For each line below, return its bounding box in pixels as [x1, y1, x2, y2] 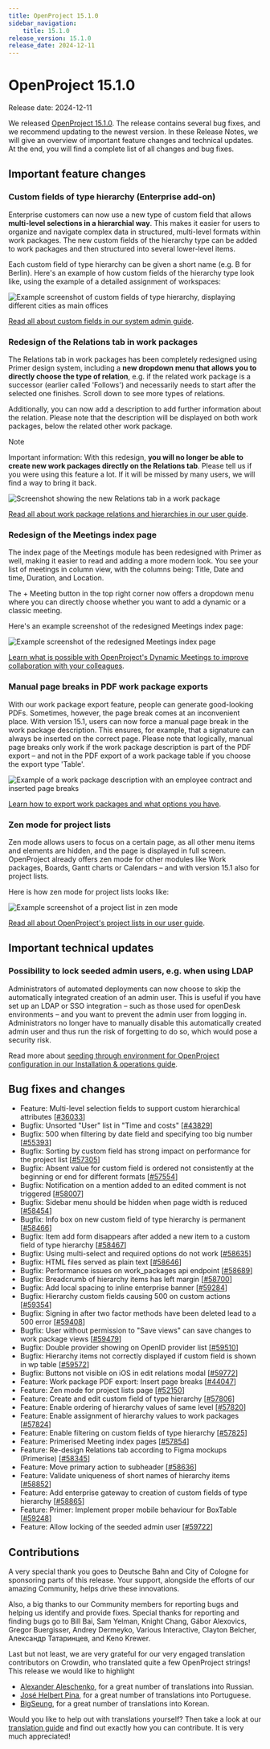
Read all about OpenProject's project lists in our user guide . [8, 918, 205, 928]
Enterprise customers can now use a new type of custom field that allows [8, 210, 252, 219]
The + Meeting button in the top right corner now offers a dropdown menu [8, 588, 255, 599]
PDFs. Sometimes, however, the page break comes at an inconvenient [8, 708, 240, 718]
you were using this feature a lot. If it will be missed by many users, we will [8, 469, 256, 479]
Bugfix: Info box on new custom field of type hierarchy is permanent [19, 1214, 247, 1224]
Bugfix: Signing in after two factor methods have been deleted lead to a [19, 1309, 257, 1318]
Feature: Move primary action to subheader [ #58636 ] [19, 1462, 197, 1472]
